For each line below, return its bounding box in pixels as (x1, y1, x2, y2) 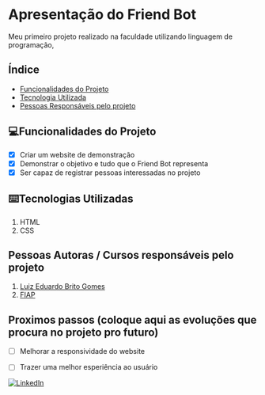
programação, (8, 40, 55, 49)
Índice (8, 63, 40, 77)
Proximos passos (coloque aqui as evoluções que (8, 313, 257, 326)
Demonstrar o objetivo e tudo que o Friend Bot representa (19, 158, 209, 168)
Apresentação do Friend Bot (8, 6, 196, 24)
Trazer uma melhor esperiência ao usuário (19, 363, 158, 372)
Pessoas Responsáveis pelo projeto (19, 101, 136, 110)
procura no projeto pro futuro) (8, 325, 159, 339)
